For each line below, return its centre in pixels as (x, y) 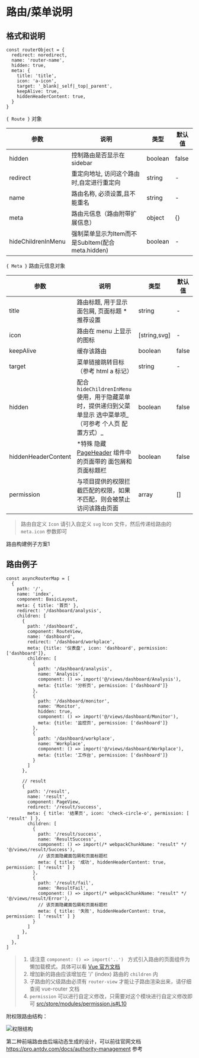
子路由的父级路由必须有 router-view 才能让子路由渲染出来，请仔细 (110, 981)
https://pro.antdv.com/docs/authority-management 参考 (75, 1049)
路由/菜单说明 (39, 12)
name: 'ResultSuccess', (67, 839)
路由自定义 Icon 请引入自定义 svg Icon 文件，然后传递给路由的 (96, 524)
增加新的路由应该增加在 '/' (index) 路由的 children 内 (94, 974)
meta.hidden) (90, 250)
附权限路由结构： (27, 1016)
